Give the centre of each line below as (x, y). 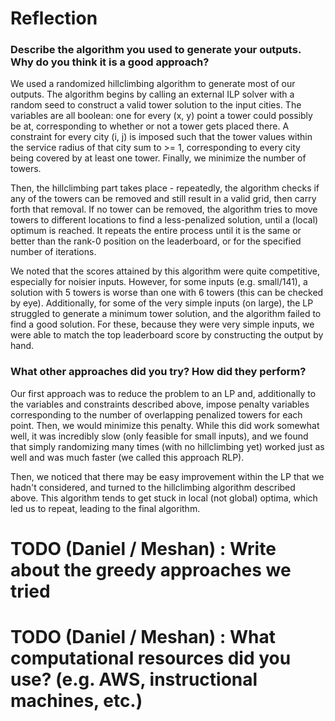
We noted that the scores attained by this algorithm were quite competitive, (165, 271)
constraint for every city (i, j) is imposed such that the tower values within (161, 137)
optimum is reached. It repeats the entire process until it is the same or (156, 231)
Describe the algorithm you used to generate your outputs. (156, 50)
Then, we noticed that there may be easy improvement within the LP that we (167, 476)
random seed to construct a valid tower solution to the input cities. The (156, 105)
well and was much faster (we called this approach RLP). (127, 457)
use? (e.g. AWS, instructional (134, 679)
